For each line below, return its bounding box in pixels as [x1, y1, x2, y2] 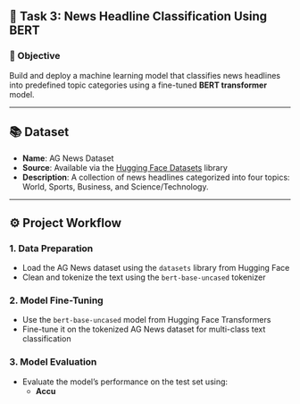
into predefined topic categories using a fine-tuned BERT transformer [9, 80, 268, 90]
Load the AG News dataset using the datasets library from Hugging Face [21, 263, 290, 274]
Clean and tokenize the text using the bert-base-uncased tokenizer [21, 272, 266, 282]
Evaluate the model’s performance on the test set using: [21, 376, 229, 387]
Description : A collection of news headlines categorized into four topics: [21, 172, 290, 182]
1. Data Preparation [9, 242, 94, 255]
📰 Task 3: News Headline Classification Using [9, 9, 268, 24]
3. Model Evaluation [9, 356, 97, 368]
